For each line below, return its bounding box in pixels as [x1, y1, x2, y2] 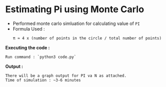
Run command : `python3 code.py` [5, 54, 77, 60]
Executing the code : [5, 44, 50, 50]
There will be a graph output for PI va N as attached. [5, 73, 127, 78]
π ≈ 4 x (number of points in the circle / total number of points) [12, 36, 162, 41]
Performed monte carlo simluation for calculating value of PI [12, 20, 140, 26]
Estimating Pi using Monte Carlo [5, 4, 145, 15]
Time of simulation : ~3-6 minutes [5, 77, 81, 82]
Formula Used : [12, 25, 45, 32]
